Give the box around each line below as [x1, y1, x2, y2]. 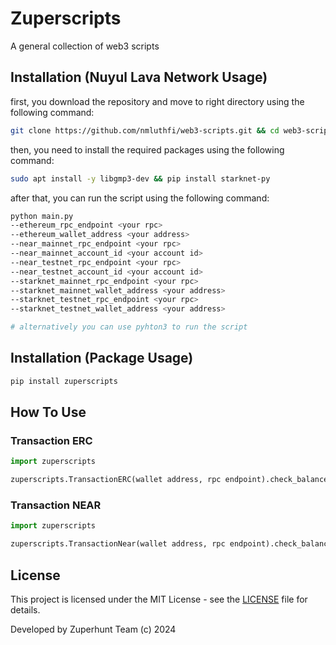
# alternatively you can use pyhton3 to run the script [10, 322, 248, 332]
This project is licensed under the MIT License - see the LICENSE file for [10, 593, 308, 605]
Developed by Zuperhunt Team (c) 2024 [10, 623, 177, 635]
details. [10, 603, 41, 616]
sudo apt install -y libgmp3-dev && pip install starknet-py [10, 173, 271, 184]
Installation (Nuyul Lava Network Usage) [10, 69, 268, 86]
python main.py [10, 211, 74, 221]
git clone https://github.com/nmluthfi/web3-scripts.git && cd [10, 125, 280, 136]
